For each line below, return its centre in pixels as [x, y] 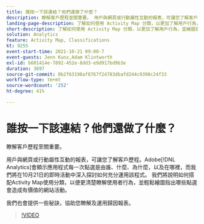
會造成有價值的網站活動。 [38, 190]
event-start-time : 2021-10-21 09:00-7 [55, 52]
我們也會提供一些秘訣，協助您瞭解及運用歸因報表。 [70, 203]
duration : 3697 [25, 68]
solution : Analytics [32, 35]
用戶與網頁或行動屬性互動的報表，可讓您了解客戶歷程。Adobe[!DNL [91, 159]
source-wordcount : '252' [38, 86]
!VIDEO [30, 215]
